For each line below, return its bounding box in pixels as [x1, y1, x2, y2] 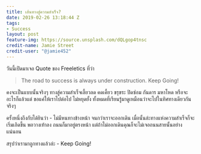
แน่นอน [6, 127, 22, 135]
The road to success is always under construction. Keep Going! [21, 77, 179, 84]
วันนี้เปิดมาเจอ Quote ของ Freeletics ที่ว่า [6, 65, 95, 72]
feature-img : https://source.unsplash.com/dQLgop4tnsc [6, 37, 147, 43]
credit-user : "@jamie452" [6, 48, 71, 54]
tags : [6, 20, 20, 26]
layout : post [6, 31, 39, 37]
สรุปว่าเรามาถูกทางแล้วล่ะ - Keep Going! [6, 140, 92, 147]
